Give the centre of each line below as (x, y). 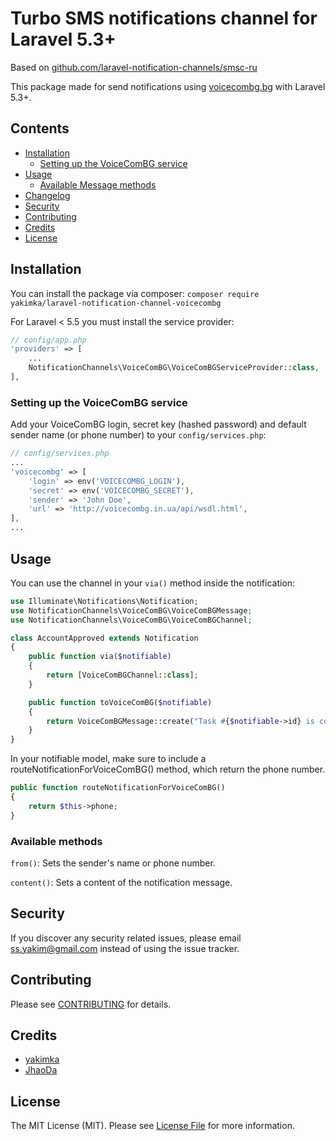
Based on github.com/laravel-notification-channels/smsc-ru (134, 67)
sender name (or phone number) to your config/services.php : (138, 435)
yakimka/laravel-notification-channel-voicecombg (116, 303)
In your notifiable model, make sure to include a (108, 759)
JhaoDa (41, 1070)
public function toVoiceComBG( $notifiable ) (120, 702)
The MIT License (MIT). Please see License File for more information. (152, 1126)
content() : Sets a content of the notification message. (121, 882)
